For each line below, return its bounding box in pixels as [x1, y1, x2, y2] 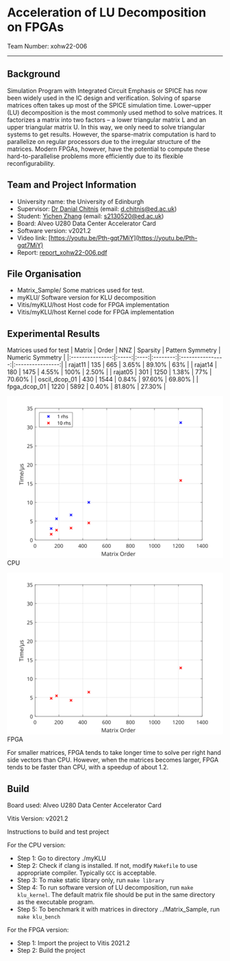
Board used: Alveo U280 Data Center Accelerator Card [7, 801, 162, 809]
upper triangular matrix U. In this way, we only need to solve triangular [7, 123, 205, 131]
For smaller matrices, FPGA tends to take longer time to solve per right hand [7, 749, 221, 757]
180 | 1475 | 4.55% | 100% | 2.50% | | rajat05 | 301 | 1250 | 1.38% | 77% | [7, 368, 212, 376]
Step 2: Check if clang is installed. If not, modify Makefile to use [16, 862, 198, 869]
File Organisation [7, 268, 81, 279]
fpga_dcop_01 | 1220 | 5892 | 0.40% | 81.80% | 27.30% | [7, 382, 166, 391]
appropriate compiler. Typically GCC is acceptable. [16, 869, 157, 877]
